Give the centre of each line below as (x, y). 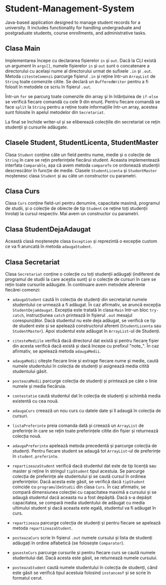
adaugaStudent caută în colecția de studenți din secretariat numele (80, 299)
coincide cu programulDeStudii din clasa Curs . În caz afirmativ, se (79, 487)
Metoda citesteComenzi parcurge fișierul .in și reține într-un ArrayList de (80, 76)
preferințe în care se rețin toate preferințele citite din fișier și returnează (85, 431)
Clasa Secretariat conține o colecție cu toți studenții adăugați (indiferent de (83, 274)
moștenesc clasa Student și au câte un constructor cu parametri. (71, 175)
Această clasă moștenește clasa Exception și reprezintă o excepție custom (81, 241)
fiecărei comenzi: (23, 290)
